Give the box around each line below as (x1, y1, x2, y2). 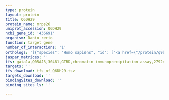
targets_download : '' (5, 73, 51, 78)
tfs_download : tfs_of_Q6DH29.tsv (5, 69, 75, 74)
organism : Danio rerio (5, 36, 53, 41)
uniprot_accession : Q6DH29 (5, 26, 62, 31)
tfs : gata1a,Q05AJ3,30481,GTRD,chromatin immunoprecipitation (5, 59, 138, 64)
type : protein (5, 7, 35, 13)
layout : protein (5, 12, 39, 17)
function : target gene (5, 40, 53, 45)
